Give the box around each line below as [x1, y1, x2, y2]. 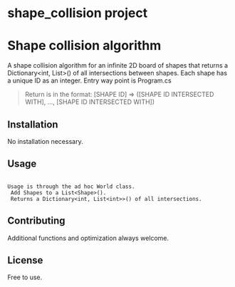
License [7, 254, 43, 266]
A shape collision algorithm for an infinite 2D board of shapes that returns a [7, 61, 229, 70]
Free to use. [7, 273, 43, 282]
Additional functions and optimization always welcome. [7, 234, 169, 242]
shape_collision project [7, 5, 148, 21]
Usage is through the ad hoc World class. [7, 183, 135, 190]
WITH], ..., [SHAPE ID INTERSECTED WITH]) [24, 98, 155, 106]
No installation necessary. [7, 137, 83, 145]
